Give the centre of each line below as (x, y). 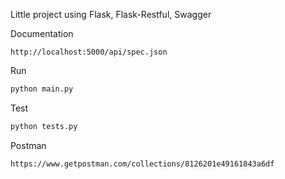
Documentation (42, 33)
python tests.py (44, 126)
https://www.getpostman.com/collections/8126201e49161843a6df (142, 164)
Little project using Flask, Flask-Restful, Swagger (111, 14)
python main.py (42, 89)
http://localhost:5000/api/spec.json (89, 52)
